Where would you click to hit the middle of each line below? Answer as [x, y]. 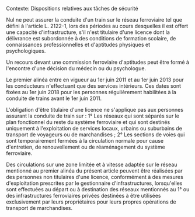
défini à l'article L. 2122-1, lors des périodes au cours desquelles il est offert [97, 26]
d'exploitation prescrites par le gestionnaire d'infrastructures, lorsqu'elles [94, 183]
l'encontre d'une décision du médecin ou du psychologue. [76, 68]
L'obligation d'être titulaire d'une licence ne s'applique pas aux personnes [95, 110]
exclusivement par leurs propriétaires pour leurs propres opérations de [91, 202]
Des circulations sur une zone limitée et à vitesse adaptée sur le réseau [92, 164]
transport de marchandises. [39, 208]
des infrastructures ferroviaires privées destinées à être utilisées [84, 196]
